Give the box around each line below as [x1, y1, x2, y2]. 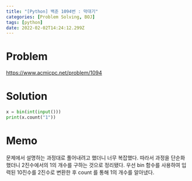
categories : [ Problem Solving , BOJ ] [6, 14, 95, 20]
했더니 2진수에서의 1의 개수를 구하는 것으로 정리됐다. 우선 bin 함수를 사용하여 [6, 161, 181, 168]
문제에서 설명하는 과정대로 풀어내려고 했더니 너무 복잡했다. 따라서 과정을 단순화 [6, 154, 186, 161]
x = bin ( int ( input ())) [6, 109, 61, 115]
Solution [6, 90, 48, 103]
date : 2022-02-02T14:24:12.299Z [6, 25, 85, 31]
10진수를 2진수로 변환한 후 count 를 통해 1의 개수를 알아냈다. [16, 169, 155, 176]
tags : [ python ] [6, 19, 43, 25]
